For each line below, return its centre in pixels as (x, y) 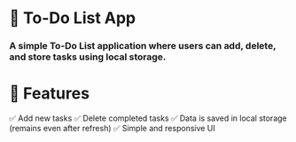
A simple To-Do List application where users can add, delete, (143, 46)
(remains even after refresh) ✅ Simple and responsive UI (112, 129)
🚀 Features (50, 94)
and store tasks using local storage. (88, 57)
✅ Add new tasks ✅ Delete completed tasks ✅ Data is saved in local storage (148, 118)
